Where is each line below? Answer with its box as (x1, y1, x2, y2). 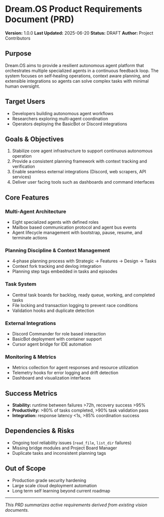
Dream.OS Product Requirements (5, 3, 143, 15)
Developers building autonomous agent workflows (12, 110, 114, 116)
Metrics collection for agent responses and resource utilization (12, 365, 138, 371)
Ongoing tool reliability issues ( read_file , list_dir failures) (12, 440, 132, 446)
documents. (5, 507, 29, 513)
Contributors (5, 35, 31, 41)
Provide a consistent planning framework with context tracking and (12, 158, 147, 164)
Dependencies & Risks (5, 427, 75, 435)
